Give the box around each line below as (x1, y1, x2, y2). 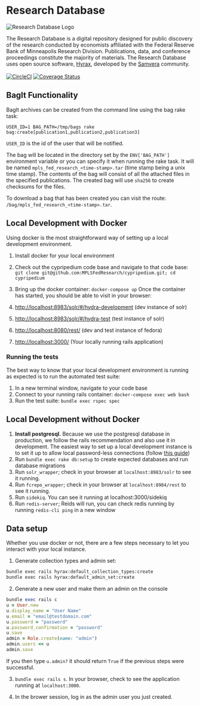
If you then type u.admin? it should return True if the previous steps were (6, 657, 184, 664)
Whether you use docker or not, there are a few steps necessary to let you (6, 539, 189, 547)
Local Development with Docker (6, 218, 127, 229)
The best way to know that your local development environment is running (6, 366, 189, 374)
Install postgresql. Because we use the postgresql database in (14, 430, 170, 437)
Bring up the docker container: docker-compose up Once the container (14, 285, 186, 292)
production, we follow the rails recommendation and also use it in (14, 436, 176, 443)
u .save (6, 630, 23, 636)
